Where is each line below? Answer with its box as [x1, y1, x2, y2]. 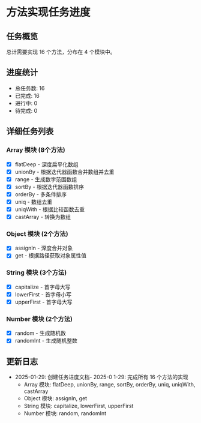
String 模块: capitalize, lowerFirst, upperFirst [23, 403, 134, 410]
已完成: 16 [14, 92, 40, 99]
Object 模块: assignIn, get [23, 395, 88, 402]
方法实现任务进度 [6, 5, 91, 19]
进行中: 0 [14, 100, 38, 107]
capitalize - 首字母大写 [14, 283, 71, 290]
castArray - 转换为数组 [14, 213, 71, 220]
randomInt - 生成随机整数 [14, 337, 78, 344]
